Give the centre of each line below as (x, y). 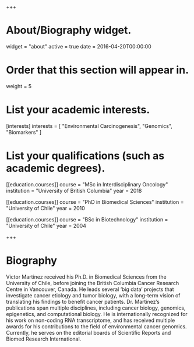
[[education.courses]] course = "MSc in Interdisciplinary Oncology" (87, 184)
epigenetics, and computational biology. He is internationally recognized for (97, 314)
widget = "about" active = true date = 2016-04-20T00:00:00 (79, 46)
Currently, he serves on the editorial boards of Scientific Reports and (89, 332)
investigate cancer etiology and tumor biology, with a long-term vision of (93, 295)
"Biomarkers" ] (24, 132)
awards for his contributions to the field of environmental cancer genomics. (97, 326)
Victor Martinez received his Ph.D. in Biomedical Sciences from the (87, 277)
